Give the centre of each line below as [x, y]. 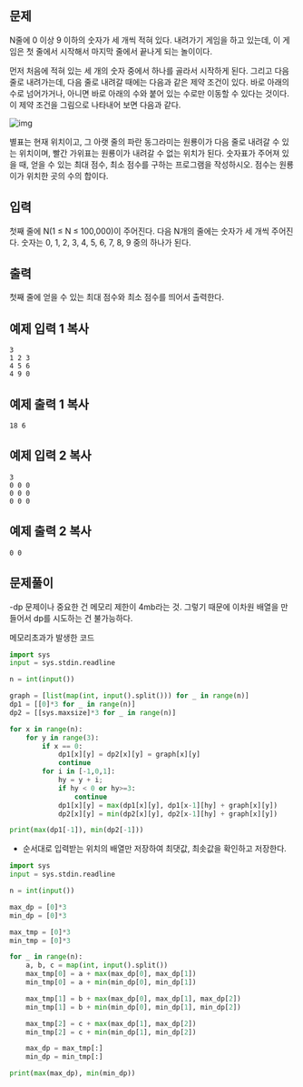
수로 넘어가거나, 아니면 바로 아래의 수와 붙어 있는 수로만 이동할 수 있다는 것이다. [150, 93]
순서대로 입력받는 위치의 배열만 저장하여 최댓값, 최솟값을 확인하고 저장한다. [155, 849]
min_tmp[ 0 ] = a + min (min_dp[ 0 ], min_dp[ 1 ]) [111, 982]
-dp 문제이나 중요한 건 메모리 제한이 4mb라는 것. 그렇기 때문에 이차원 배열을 [144, 607]
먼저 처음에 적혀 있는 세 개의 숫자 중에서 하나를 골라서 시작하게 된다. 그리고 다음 [150, 70]
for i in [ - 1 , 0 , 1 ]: [79, 771]
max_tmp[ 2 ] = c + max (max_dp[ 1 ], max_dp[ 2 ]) [111, 1023]
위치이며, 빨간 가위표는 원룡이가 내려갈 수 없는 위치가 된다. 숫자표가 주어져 [149, 153]
